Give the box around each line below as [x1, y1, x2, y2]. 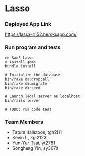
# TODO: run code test [5, 107, 52, 112]
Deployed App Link [5, 21, 52, 28]
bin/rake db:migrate [5, 81, 48, 86]
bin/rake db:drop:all [5, 77, 50, 82]
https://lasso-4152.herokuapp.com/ [5, 31, 77, 37]
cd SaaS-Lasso [5, 55, 34, 60]
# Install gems [5, 60, 36, 64]
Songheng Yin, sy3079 [12, 145, 58, 151]
